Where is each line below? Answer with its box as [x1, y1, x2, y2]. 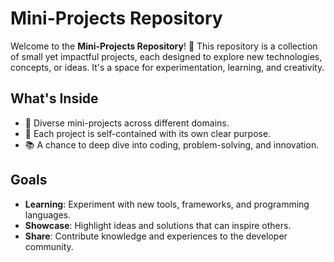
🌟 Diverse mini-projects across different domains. [24, 117, 230, 129]
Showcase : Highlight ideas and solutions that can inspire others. [24, 219, 292, 231]
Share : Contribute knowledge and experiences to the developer [24, 230, 288, 242]
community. [24, 240, 74, 252]
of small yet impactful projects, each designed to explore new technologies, [10, 50, 323, 62]
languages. [24, 208, 72, 221]
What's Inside [10, 90, 99, 107]
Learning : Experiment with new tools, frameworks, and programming [24, 198, 310, 210]
